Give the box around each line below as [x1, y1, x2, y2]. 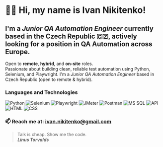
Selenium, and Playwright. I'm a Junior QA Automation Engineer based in [5, 72, 155, 77]
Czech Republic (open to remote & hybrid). [5, 76, 93, 82]
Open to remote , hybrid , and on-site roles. [5, 61, 93, 67]
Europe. [5, 47, 30, 56]
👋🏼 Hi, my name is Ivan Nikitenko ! [5, 4, 146, 16]
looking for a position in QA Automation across [5, 40, 153, 48]
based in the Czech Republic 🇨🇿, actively [5, 32, 138, 40]
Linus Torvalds [17, 137, 49, 143]
